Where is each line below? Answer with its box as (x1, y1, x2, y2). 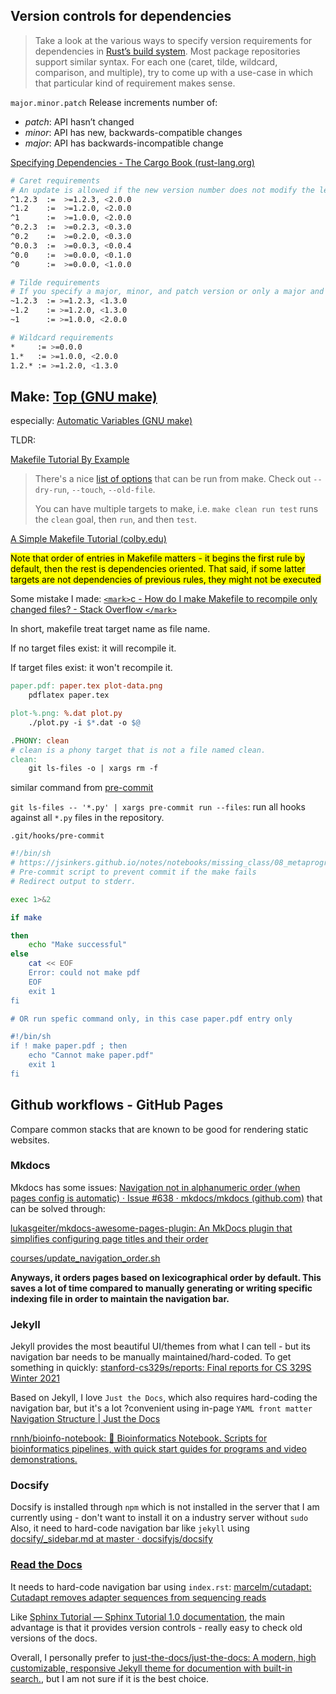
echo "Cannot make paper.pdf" (28, 1050, 155, 1061)
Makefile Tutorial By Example (10, 454, 130, 466)
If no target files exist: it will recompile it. (10, 642, 177, 654)
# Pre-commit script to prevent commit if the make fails (10, 867, 257, 877)
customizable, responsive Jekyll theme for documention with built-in (10, 1662, 293, 1674)
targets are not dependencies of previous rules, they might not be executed (10, 574, 322, 586)
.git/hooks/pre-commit (10, 831, 105, 841)
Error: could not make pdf (28, 968, 141, 978)
